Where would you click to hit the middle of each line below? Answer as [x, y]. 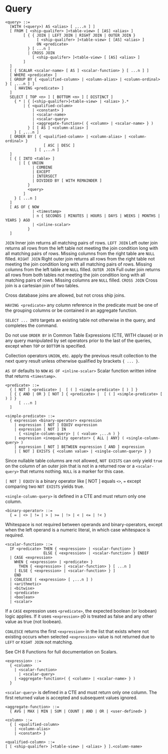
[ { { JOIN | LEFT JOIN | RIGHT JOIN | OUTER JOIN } [79, 35]
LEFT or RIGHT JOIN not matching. [39, 642]
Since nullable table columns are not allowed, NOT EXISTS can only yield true [84, 460]
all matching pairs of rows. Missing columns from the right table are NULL [80, 253]
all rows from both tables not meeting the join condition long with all [75, 275]
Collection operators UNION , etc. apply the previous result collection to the [81, 356]
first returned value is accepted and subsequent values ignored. [71, 698]
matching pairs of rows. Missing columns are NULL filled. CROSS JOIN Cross [81, 280]
